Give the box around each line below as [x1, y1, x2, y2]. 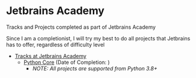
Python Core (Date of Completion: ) [23, 59, 110, 66]
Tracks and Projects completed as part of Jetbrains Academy [6, 23, 156, 30]
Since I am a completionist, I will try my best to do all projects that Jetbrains [6, 35, 191, 42]
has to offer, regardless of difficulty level [6, 41, 105, 48]
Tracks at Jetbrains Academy [14, 52, 87, 59]
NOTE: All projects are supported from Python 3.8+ [32, 65, 158, 72]
